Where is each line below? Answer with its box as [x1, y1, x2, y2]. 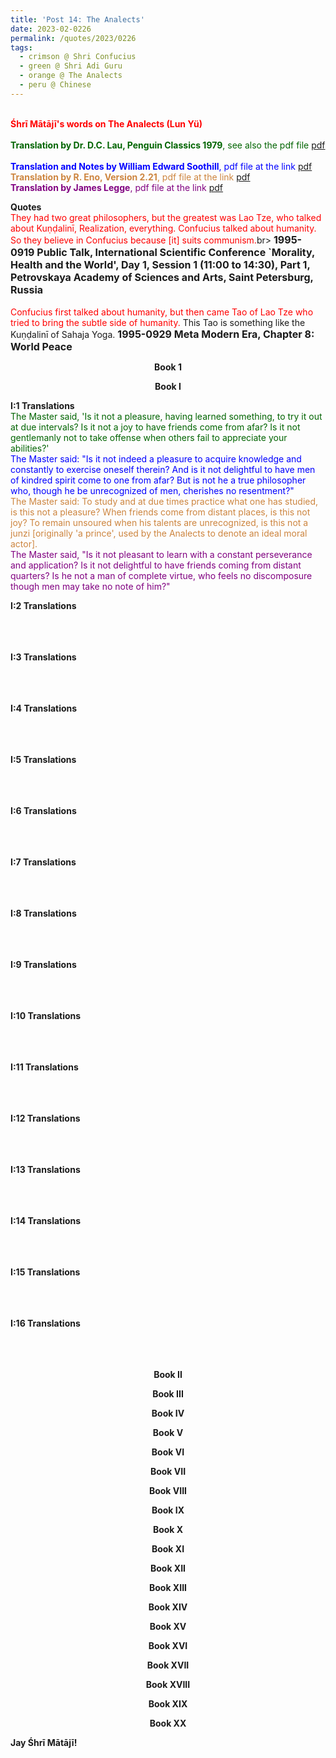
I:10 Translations [10, 1009, 82, 1021]
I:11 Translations [10, 1061, 79, 1073]
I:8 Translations [10, 907, 77, 919]
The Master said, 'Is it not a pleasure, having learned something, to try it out [10, 410, 323, 422]
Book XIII [149, 1581, 187, 1593]
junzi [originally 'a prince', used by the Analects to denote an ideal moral [10, 527, 308, 539]
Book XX [149, 1717, 187, 1729]
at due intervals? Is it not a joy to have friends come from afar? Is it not [10, 421, 301, 433]
